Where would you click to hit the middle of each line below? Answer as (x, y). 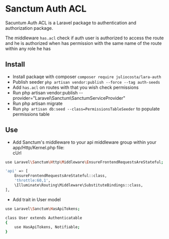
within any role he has (28, 48)
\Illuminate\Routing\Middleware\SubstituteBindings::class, (79, 185)
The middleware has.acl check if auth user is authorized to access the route (84, 38)
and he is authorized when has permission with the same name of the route (83, 43)
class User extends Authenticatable (44, 218)
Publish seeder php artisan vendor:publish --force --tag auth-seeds (86, 82)
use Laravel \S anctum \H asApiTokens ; (43, 209)
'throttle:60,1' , (33, 181)
